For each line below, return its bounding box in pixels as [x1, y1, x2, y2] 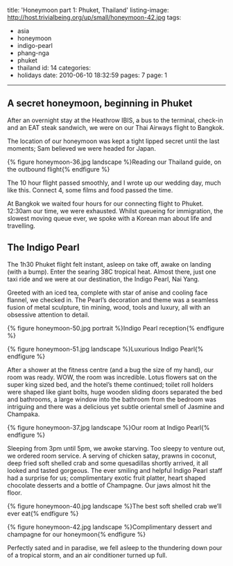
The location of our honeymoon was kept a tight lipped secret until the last [7, 137, 220, 145]
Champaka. [7, 410, 40, 418]
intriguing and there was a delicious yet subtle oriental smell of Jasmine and [7, 402, 225, 410]
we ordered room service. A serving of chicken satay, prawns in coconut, [7, 451, 217, 460]
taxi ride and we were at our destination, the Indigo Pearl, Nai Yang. [7, 274, 200, 283]
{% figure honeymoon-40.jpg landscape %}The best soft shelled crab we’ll [7, 501, 222, 510]
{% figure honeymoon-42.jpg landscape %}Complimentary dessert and [7, 522, 212, 531]
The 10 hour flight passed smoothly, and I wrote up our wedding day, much [7, 178, 221, 187]
